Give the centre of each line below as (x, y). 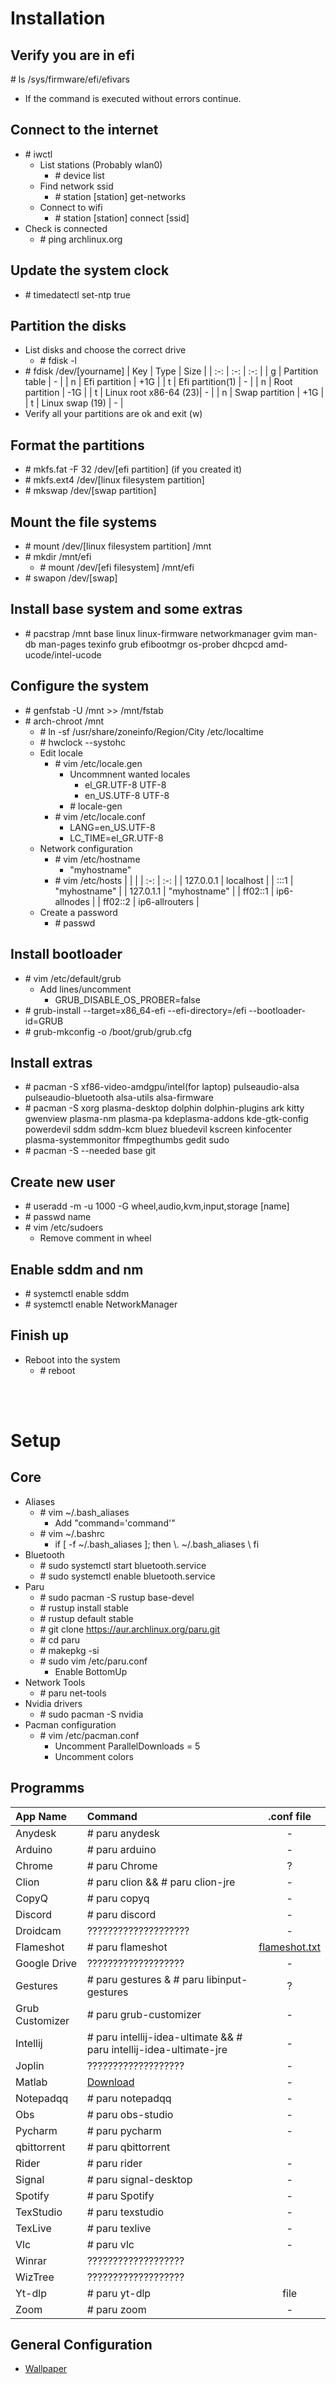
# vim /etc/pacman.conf (89, 1735)
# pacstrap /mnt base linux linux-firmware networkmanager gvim (159, 633)
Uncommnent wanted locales (130, 774)
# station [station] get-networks (120, 196)
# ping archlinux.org (81, 239)
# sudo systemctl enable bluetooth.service (127, 1576)
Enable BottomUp (91, 1671)
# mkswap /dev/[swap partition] (90, 491)
